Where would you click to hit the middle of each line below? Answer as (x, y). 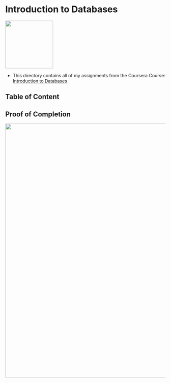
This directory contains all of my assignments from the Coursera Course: (89, 75)
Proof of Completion (38, 114)
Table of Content (32, 97)
